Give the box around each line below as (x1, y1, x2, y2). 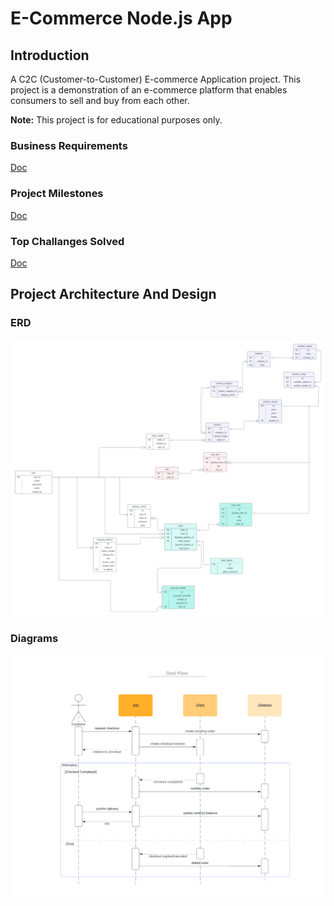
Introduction (10, 47, 90, 64)
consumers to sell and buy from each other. (10, 95, 190, 106)
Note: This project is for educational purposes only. (10, 114, 223, 126)
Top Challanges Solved (10, 234, 125, 248)
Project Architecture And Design (10, 286, 217, 303)
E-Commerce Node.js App (10, 7, 233, 30)
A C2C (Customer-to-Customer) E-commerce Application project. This (10, 73, 302, 85)
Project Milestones (10, 187, 104, 201)
